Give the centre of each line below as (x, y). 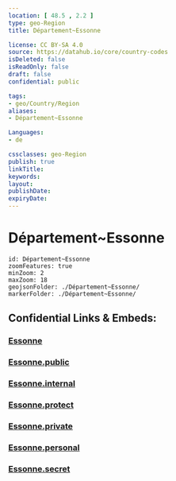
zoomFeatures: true (40, 266)
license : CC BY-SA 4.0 (46, 45)
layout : (21, 184)
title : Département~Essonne (55, 30)
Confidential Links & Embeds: (82, 318)
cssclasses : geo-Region (48, 154)
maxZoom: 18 (28, 280)
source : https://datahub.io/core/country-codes (88, 52)
